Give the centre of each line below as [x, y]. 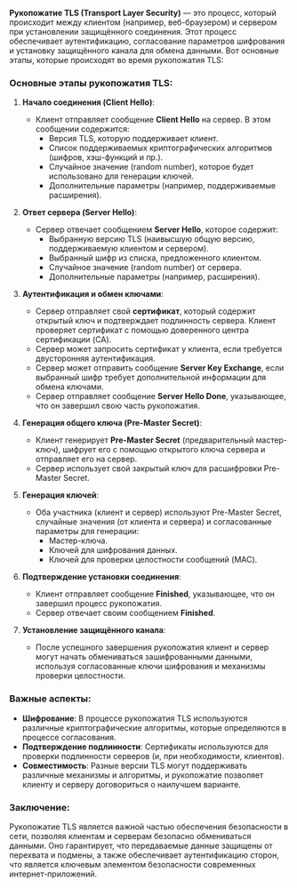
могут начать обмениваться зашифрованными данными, [144, 657]
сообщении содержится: [82, 129]
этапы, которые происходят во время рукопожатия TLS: [116, 60]
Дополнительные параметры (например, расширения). [154, 277]
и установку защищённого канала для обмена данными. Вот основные [144, 51]
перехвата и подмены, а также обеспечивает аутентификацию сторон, [144, 855]
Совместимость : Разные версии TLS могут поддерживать [134, 765]
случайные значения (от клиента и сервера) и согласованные [154, 522]
